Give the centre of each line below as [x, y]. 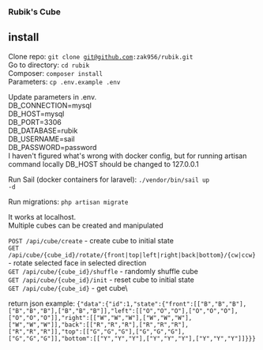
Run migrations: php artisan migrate [68, 201]
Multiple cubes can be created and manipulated [86, 225]
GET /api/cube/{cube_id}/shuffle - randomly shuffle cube [103, 271]
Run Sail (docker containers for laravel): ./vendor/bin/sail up [109, 179]
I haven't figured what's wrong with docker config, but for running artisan [128, 156]
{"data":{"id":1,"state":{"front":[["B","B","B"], [162, 304]
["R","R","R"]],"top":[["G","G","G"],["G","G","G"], [97, 331]
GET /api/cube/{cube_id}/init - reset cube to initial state [101, 280]
